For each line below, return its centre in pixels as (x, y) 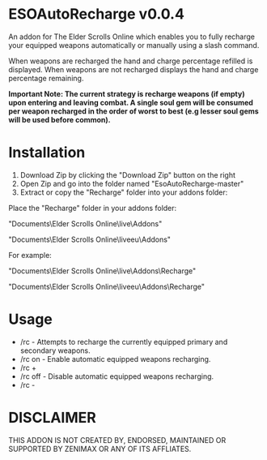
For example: (30, 255)
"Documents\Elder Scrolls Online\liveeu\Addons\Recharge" (106, 286)
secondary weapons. (55, 350)
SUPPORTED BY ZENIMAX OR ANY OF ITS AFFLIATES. (100, 449)
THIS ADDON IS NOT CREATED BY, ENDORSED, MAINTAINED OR (117, 440)
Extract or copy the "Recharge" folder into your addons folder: (124, 192)
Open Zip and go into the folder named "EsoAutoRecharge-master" (132, 183)
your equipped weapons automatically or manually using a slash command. (134, 45)
